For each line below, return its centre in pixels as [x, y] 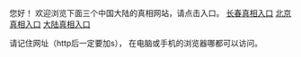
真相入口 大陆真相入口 [50, 24]
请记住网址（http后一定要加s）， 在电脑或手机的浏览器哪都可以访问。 [136, 43]
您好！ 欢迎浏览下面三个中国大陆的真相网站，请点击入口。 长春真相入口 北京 [150, 13]
